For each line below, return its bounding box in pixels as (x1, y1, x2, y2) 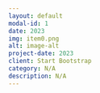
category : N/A (8, 65, 56, 73)
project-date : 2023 (8, 49, 74, 57)
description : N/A (8, 72, 67, 80)
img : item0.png (8, 34, 60, 43)
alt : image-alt (8, 42, 60, 50)
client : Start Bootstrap (8, 57, 92, 66)
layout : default (8, 11, 63, 20)
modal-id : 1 (8, 19, 48, 27)
